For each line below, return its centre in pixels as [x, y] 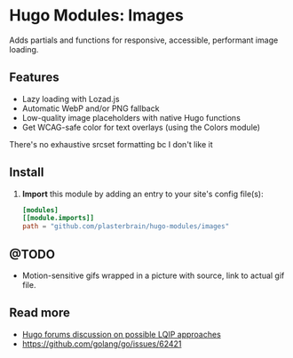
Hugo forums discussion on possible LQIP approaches [122, 334]
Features [34, 78]
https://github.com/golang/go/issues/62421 [102, 344]
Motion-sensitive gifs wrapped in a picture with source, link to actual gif [153, 275]
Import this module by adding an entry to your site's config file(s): [143, 194]
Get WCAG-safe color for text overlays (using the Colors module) [141, 127]
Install [27, 173]
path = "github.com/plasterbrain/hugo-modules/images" [126, 227]
